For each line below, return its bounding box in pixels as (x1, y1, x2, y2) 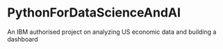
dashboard (7, 35, 38, 43)
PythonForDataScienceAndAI (7, 5, 181, 21)
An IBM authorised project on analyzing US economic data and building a (7, 28, 217, 36)
